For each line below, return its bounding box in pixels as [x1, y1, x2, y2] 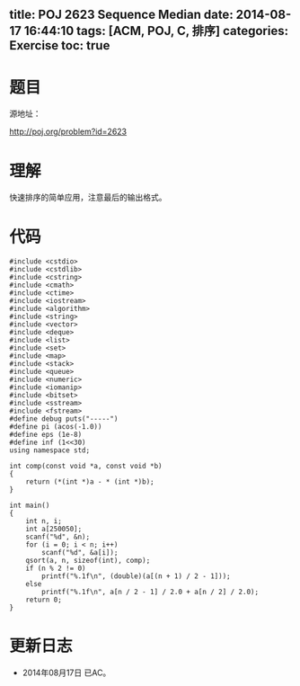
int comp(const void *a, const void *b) [9, 462, 163, 471]
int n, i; [25, 517, 63, 526]
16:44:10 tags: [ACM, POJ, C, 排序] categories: [23, 23, 289, 39]
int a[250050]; [25, 525, 83, 534]
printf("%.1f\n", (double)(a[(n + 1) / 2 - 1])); [41, 572, 231, 581]
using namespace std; [9, 446, 91, 455]
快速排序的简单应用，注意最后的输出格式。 [9, 192, 167, 203]
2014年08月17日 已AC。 [22, 667, 111, 678]
